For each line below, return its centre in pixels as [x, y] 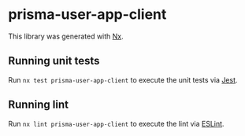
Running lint [39, 105]
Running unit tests [54, 61]
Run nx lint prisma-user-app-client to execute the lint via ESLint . [116, 123]
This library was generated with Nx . [66, 36]
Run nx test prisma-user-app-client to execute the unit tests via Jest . [123, 79]
